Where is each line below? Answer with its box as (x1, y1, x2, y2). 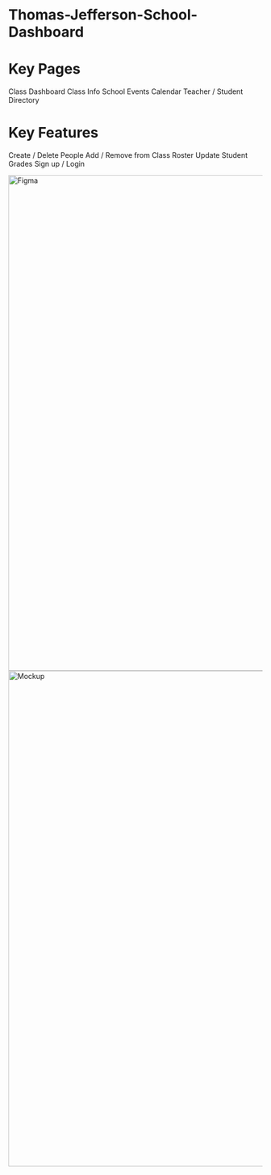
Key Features (8, 124, 99, 142)
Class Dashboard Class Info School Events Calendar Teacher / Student (8, 87, 244, 96)
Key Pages (8, 60, 81, 78)
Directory (8, 95, 40, 105)
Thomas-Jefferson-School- (8, 6, 198, 24)
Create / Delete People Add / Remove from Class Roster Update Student (8, 151, 248, 160)
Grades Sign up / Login (8, 159, 85, 169)
